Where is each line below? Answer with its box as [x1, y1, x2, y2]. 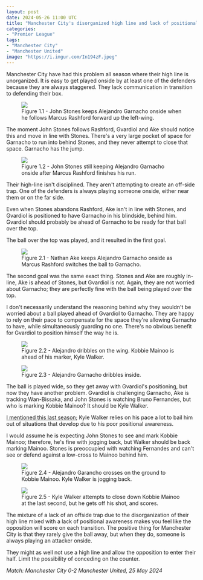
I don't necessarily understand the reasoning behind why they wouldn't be [6, 303, 192, 310]
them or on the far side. [6, 194, 65, 201]
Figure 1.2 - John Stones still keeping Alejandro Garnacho [21, 163, 165, 170]
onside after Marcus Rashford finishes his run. [21, 169, 137, 176]
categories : [6, 25, 36, 32]
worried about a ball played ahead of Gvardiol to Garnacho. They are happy [6, 310, 195, 317]
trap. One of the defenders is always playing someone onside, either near [6, 187, 189, 194]
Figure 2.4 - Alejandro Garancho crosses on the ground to [21, 469, 166, 476]
